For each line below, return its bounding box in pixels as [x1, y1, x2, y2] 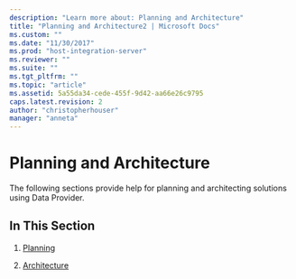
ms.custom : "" [9, 30, 63, 39]
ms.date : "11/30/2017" [9, 38, 95, 48]
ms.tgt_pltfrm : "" [9, 72, 79, 81]
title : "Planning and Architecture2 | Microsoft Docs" [9, 22, 220, 31]
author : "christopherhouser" [9, 106, 119, 115]
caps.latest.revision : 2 [9, 97, 103, 107]
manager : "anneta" [9, 114, 79, 123]
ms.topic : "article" [9, 80, 88, 89]
